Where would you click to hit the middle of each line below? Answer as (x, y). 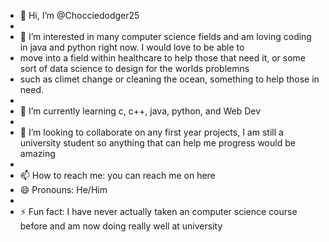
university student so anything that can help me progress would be (157, 143)
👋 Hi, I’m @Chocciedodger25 (79, 15)
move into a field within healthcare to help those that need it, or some (163, 58)
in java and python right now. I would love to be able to (132, 47)
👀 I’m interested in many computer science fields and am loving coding (165, 36)
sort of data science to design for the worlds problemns (134, 68)
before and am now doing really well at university (121, 226)
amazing (37, 153)
